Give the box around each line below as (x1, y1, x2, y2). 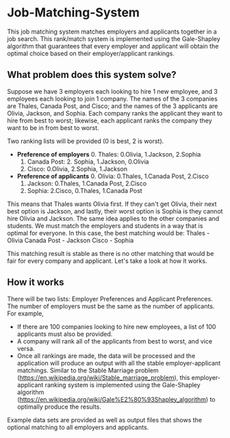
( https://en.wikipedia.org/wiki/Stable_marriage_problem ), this (16, 373, 190, 381)
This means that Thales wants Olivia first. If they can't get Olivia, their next (7, 200, 217, 208)
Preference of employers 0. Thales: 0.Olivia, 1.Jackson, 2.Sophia (16, 150, 201, 158)
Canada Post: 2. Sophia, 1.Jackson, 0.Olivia (27, 157, 149, 166)
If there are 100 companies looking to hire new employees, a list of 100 (16, 322, 216, 331)
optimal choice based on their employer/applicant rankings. (7, 49, 175, 57)
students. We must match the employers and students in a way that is (7, 221, 203, 230)
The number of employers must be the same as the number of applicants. (7, 302, 215, 310)
